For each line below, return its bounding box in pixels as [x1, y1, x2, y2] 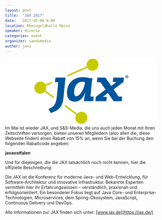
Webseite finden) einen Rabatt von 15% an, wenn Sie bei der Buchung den [5, 135, 154, 141]
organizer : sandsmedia [5, 39, 51, 44]
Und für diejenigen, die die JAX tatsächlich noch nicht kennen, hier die [5, 160, 146, 165]
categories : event [5, 34, 42, 38]
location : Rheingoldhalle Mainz [5, 23, 70, 28]
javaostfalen [5, 150, 31, 156]
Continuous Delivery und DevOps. [5, 200, 73, 206]
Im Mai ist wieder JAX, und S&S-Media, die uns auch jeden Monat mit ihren [5, 125, 155, 131]
